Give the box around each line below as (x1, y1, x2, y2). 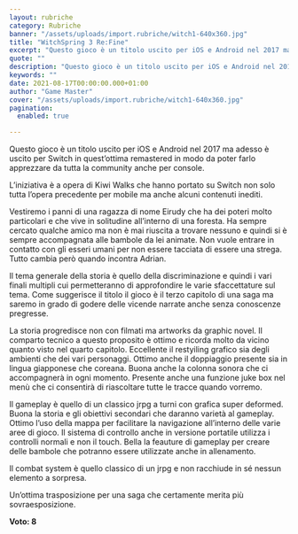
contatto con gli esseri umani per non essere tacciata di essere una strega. (9, 244, 282, 255)
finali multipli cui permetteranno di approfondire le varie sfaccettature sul (9, 280, 276, 290)
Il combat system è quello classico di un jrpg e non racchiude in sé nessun (9, 463, 282, 474)
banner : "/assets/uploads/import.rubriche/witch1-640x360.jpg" (9, 29, 248, 38)
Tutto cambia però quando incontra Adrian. (9, 253, 167, 264)
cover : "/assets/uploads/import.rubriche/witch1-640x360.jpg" (9, 95, 244, 104)
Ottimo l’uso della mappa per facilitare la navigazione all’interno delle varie (9, 418, 281, 429)
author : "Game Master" (9, 87, 93, 96)
